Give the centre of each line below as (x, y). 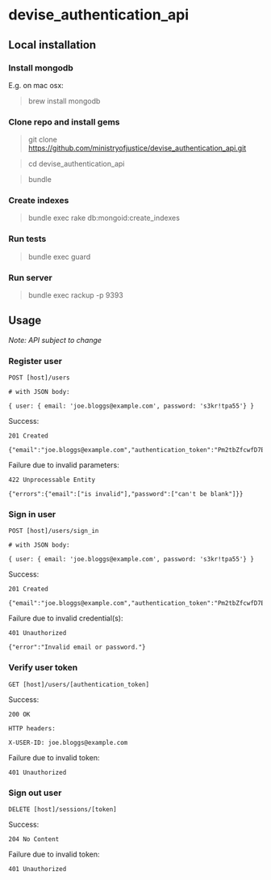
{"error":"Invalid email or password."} (77, 647)
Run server (30, 277)
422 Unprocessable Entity (52, 480)
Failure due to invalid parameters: (64, 465)
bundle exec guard (59, 256)
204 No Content (34, 840)
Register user (35, 361)
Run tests (27, 239)
